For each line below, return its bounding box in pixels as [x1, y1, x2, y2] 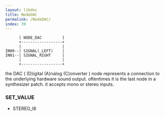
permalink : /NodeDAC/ [5, 17, 51, 22]
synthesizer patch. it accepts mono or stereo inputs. [5, 81, 114, 87]
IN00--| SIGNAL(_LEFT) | [5, 48, 65, 53]
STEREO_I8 [12, 105, 37, 111]
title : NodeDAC [5, 12, 38, 17]
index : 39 [5, 21, 26, 27]
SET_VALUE [5, 94, 35, 101]
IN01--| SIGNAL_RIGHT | [5, 53, 65, 58]
